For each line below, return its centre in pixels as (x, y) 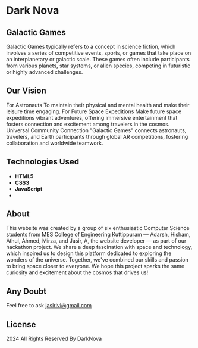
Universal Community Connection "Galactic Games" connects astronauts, (96, 130)
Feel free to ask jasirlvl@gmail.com (49, 306)
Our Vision (26, 91)
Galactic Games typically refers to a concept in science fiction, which (91, 46)
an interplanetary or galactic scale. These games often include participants (98, 59)
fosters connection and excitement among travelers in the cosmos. (88, 124)
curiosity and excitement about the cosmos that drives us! (77, 272)
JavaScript (29, 189)
